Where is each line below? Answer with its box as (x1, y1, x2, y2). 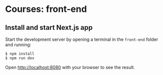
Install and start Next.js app (5, 23, 93, 32)
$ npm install (5, 51, 35, 56)
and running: (5, 42, 31, 48)
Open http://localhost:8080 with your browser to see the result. (5, 65, 136, 70)
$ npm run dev (5, 56, 35, 61)
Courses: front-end (5, 3, 87, 15)
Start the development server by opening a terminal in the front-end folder (5, 36, 159, 42)
